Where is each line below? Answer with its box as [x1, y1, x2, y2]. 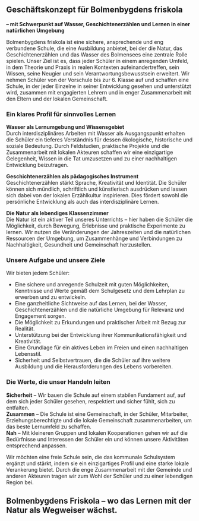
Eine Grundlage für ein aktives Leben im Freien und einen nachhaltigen [14, 344, 188, 351]
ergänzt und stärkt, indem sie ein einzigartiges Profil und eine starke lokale [6, 460, 189, 467]
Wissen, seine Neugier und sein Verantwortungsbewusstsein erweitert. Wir [6, 70, 190, 77]
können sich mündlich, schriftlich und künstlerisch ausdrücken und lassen [6, 185, 187, 192]
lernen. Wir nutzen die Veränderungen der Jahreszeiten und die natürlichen [6, 229, 191, 236]
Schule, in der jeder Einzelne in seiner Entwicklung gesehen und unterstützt [6, 83, 191, 90]
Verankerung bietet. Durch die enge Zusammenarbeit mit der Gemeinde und [6, 466, 192, 473]
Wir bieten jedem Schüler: [6, 270, 70, 277]
